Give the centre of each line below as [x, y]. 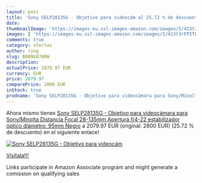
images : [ [19, 34]
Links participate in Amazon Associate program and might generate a [92, 167]
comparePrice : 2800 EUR [36, 85]
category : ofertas [29, 46]
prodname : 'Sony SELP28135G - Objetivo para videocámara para [86, 96]
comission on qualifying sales [43, 173]
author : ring [23, 51]
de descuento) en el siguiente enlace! [53, 132]
